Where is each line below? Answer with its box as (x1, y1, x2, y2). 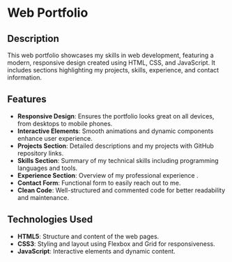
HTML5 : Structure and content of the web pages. (17, 232, 160, 240)
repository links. (17, 148, 64, 157)
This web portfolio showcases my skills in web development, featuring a (7, 51, 214, 59)
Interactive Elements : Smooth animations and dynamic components (17, 127, 214, 135)
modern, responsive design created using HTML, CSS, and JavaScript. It (7, 59, 216, 67)
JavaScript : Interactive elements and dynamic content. (17, 247, 176, 255)
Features (7, 93, 47, 105)
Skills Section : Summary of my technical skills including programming (17, 156, 219, 164)
